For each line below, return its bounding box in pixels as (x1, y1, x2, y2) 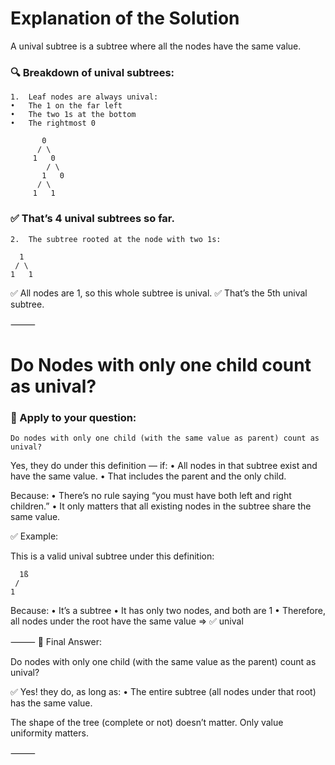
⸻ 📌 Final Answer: (10, 636, 102, 648)
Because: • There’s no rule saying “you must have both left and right (10, 490, 292, 502)
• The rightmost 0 (10, 118, 97, 129)
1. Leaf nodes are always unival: (10, 92, 159, 102)
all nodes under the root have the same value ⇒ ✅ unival (10, 615, 244, 627)
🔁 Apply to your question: (10, 410, 137, 424)
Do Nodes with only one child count (10, 353, 312, 376)
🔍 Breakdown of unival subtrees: (10, 65, 175, 79)
